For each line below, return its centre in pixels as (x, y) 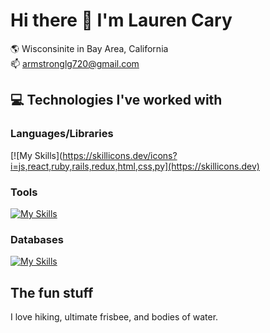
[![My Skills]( (36, 155)
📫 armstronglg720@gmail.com (75, 63)
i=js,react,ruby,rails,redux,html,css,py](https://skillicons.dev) (135, 166)
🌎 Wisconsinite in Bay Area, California (89, 48)
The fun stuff (52, 292)
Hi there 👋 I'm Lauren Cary (121, 20)
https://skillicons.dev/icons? (120, 155)
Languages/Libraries (62, 134)
